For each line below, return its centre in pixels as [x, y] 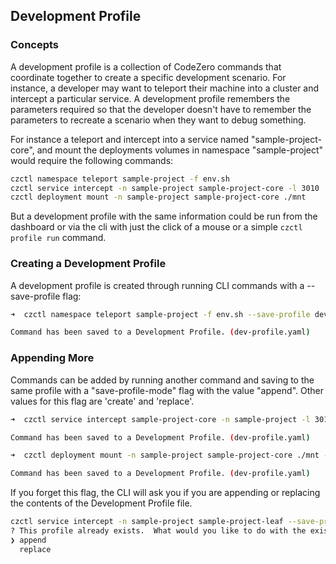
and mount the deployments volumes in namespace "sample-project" [180, 150]
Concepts [35, 45]
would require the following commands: [92, 160]
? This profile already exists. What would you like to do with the [158, 531]
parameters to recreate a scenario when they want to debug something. [158, 120]
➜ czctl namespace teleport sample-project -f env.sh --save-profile [160, 314]
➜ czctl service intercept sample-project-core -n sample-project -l [160, 419]
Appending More [52, 358]
